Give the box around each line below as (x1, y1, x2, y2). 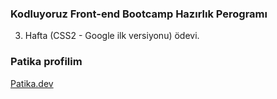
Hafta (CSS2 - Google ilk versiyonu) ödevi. (24, 30, 200, 42)
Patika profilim (10, 55, 83, 69)
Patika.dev (10, 77, 54, 89)
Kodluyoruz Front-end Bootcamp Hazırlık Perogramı (10, 7, 268, 21)
